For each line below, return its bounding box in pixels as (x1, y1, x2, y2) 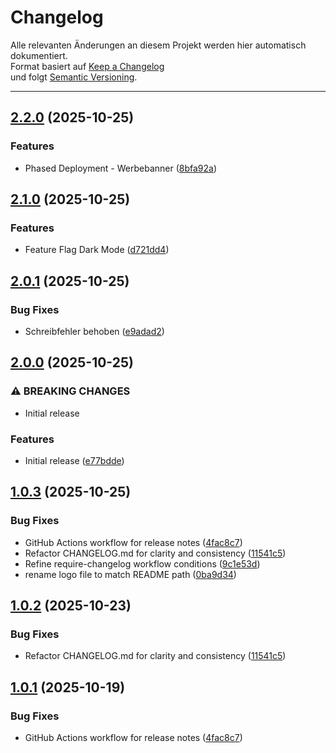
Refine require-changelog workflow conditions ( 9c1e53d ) (24, 557, 261, 570)
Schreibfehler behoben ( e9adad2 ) (24, 326, 165, 337)
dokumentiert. (10, 49, 68, 61)
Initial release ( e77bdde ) (24, 454, 125, 466)
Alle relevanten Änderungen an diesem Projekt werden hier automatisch (10, 39, 307, 51)
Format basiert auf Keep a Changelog (10, 60, 165, 72)
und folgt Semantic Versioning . (10, 71, 138, 83)
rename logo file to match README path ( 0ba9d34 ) (24, 568, 237, 580)
